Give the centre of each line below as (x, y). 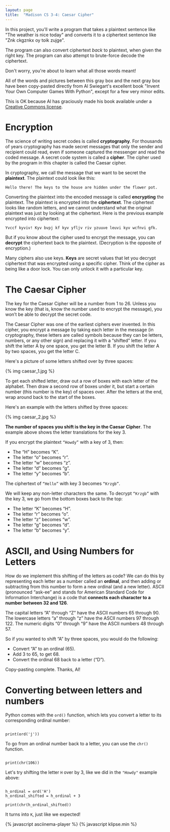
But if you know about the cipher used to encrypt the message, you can (80, 237)
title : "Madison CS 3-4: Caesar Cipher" (50, 15)
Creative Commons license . (34, 106)
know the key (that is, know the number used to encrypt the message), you (84, 309)
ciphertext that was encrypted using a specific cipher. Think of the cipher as (85, 263)
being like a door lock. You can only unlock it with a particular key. (74, 269)
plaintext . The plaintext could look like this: (50, 178)
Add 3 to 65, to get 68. (36, 654)
